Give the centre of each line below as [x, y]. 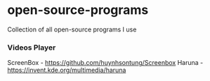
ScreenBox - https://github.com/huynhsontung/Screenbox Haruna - [105, 63]
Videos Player [32, 47]
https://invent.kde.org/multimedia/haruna [67, 70]
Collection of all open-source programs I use [72, 29]
